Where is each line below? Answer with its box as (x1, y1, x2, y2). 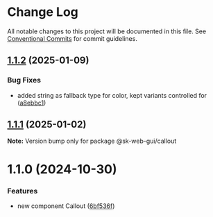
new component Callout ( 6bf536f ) (17, 202, 115, 210)
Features (7, 186, 38, 196)
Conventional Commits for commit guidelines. (7, 34, 137, 42)
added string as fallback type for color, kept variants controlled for (17, 91, 207, 99)
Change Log (7, 4, 78, 20)
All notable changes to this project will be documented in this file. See (7, 27, 207, 35)
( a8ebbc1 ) (17, 98, 46, 107)
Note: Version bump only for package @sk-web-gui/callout (7, 137, 177, 146)
